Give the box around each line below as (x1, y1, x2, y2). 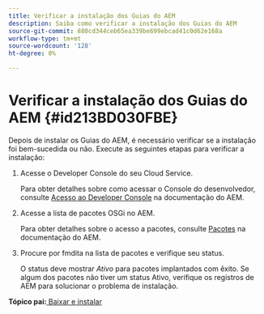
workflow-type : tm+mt (8, 34, 82, 43)
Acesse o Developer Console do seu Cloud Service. (19, 168, 194, 178)
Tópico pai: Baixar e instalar (8, 296, 103, 306)
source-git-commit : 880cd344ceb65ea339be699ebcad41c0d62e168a (8, 27, 223, 35)
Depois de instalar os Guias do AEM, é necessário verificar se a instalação (8, 135, 257, 145)
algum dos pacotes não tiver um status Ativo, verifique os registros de (19, 272, 255, 282)
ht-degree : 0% (8, 49, 57, 57)
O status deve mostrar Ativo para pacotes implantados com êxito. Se (19, 264, 249, 274)
